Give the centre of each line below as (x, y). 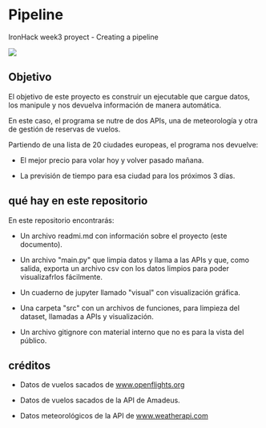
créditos (29, 365)
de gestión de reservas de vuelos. (64, 129)
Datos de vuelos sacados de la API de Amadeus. (100, 400)
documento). (41, 244)
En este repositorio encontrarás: (61, 220)
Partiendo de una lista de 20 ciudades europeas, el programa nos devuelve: (133, 144)
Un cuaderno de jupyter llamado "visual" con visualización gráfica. (130, 292)
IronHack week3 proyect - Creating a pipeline (83, 37)
